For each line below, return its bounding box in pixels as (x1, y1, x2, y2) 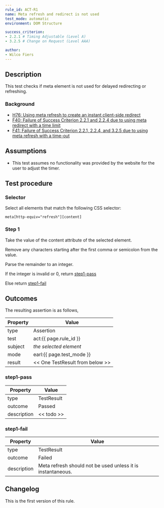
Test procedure (5, 179, 53, 188)
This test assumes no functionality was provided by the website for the (12, 160, 155, 166)
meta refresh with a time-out (12, 133, 70, 139)
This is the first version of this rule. (5, 498, 75, 504)
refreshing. (5, 89, 27, 95)
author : (5, 48, 21, 52)
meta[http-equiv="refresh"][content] (5, 215, 82, 219)
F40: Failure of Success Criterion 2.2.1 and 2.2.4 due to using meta (12, 117, 147, 123)
